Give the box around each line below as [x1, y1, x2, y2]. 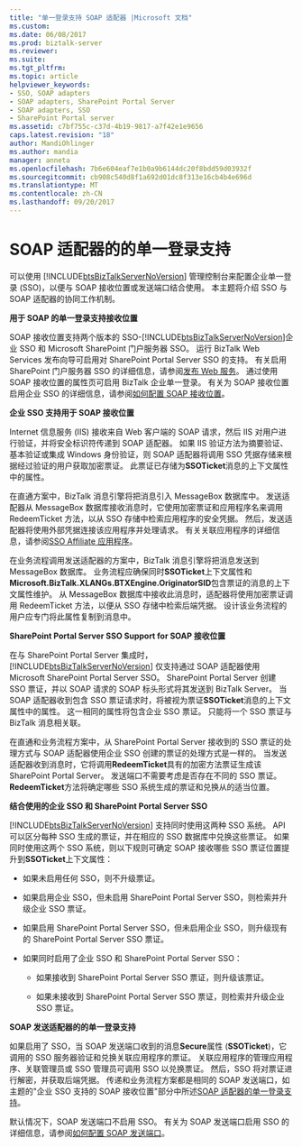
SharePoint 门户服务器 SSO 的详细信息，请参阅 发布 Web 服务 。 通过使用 [9, 365, 278, 376]
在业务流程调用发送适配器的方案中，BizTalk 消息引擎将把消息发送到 [9, 555, 260, 565]
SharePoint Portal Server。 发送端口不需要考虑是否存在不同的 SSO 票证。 [9, 770, 282, 781]
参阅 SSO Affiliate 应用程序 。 [32, 536, 138, 546]
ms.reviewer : [9, 47, 59, 56]
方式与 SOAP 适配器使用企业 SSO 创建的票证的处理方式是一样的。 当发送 [16, 748, 288, 758]
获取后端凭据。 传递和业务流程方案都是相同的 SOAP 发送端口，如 [48, 1074, 290, 1085]
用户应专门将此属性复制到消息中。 [9, 610, 136, 622]
